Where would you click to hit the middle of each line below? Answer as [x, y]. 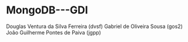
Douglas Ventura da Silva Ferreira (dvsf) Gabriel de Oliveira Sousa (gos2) [95, 26]
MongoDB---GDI [47, 10]
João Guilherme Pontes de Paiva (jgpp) [54, 32]
